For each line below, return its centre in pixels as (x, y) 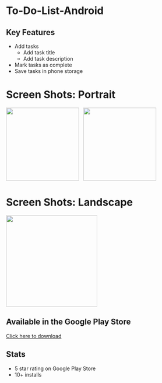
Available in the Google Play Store (68, 322)
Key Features (31, 32)
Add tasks (27, 46)
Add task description (48, 59)
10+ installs (28, 374)
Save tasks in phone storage (49, 71)
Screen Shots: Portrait (61, 95)
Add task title (39, 53)
